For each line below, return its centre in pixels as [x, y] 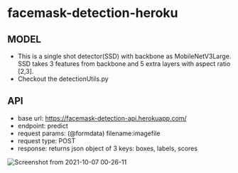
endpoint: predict [43, 125]
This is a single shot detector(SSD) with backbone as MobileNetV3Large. [124, 56]
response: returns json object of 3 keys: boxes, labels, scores [107, 148]
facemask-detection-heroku [93, 13]
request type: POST [47, 140]
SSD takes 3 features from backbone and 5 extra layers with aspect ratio [124, 64]
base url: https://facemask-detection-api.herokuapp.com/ [102, 118]
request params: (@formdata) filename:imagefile [89, 133]
